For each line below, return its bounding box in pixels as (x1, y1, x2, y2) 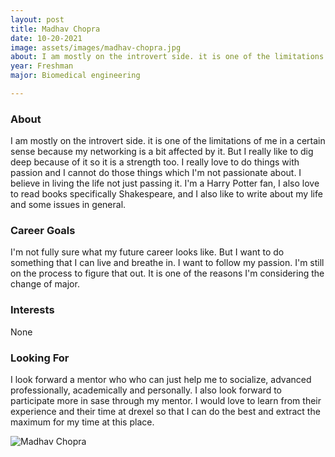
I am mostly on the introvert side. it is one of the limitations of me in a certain (10, 135, 326, 147)
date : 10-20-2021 (10, 33, 83, 43)
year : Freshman (10, 61, 74, 71)
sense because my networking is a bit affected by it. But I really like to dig (10, 146, 314, 158)
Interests (10, 303, 55, 317)
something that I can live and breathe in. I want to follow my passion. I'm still (10, 257, 325, 269)
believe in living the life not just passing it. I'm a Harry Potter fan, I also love (10, 177, 320, 190)
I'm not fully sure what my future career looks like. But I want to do (10, 246, 285, 258)
